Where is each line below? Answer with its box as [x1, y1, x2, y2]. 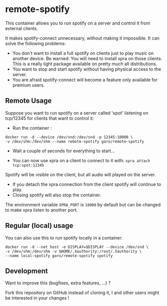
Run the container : [12, 125, 52, 131]
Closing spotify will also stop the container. [12, 192, 101, 198]
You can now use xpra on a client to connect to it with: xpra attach [12, 157, 150, 163]
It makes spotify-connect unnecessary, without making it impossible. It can [5, 35, 160, 41]
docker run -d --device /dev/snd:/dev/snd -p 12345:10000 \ [5, 134, 133, 140]
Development [5, 266, 48, 275]
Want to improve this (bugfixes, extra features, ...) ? [5, 280, 111, 286]
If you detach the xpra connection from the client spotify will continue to [12, 181, 161, 187]
